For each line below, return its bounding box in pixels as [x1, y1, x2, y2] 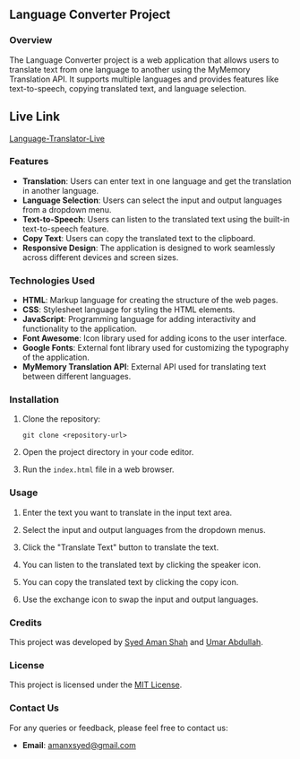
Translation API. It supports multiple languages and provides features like [9, 74, 279, 84]
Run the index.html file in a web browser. [21, 464, 175, 475]
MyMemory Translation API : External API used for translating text [21, 362, 267, 372]
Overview [9, 34, 53, 47]
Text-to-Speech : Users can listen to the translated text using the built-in [21, 214, 290, 224]
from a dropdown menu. [21, 204, 112, 214]
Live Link [9, 109, 61, 125]
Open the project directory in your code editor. [21, 447, 194, 458]
